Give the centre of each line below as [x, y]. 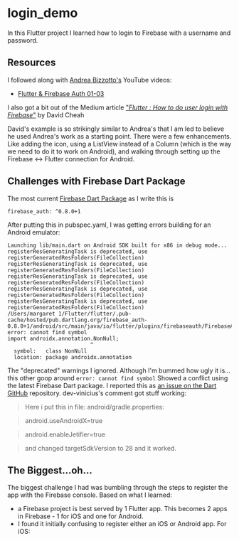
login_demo [43, 13]
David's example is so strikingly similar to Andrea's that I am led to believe [116, 129]
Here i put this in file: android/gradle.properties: [95, 407]
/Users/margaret [31, 314]
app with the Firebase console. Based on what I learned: [90, 495]
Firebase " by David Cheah [46, 114]
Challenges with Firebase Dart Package [97, 182]
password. [23, 40]
